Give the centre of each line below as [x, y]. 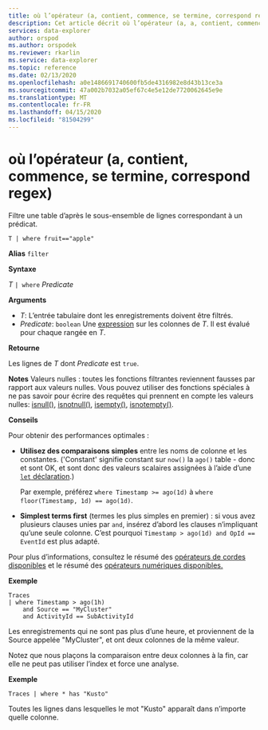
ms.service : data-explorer [53, 61]
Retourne [24, 348]
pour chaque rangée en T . [63, 332]
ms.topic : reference [43, 68]
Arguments [28, 300]
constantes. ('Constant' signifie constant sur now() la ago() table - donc [137, 459]
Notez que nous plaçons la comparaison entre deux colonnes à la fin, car [128, 655]
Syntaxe [22, 269]
